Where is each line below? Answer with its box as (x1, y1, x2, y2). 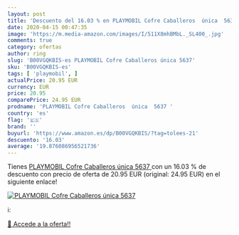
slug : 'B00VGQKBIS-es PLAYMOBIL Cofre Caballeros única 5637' (7, 57, 196, 64)
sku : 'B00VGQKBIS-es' (7, 63, 72, 70)
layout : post (7, 10, 46, 18)
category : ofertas (7, 43, 62, 51)
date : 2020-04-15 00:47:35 (7, 23, 87, 31)
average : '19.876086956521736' (7, 143, 100, 150)
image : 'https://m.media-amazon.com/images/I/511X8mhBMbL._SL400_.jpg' (7, 30, 224, 38)
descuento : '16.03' (7, 136, 65, 143)
